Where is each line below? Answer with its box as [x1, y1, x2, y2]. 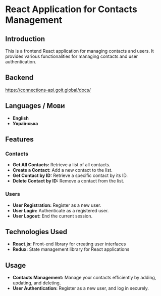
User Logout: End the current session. [12, 213, 92, 219]
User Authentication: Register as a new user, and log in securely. [12, 285, 149, 291]
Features [5, 135, 34, 144]
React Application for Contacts [5, 4, 137, 15]
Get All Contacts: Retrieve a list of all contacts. [12, 162, 111, 168]
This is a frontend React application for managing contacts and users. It [5, 48, 154, 54]
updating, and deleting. [12, 280, 61, 286]
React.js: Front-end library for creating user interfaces [12, 241, 126, 247]
